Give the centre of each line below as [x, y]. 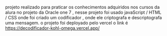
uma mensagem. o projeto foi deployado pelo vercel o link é [67, 23]
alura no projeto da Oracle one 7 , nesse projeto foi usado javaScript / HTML [83, 12]
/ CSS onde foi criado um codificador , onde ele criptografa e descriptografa [83, 18]
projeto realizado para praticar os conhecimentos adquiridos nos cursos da [83, 7]
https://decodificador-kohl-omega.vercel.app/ [52, 28]
